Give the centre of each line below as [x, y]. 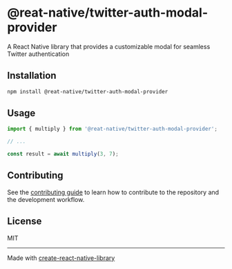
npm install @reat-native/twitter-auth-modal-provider [88, 91]
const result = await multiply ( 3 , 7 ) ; [63, 154]
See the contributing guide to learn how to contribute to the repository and [113, 192]
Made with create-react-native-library [61, 258]
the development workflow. [46, 199]
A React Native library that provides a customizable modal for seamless [109, 46]
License [25, 222]
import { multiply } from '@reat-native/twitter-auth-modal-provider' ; [112, 129]
